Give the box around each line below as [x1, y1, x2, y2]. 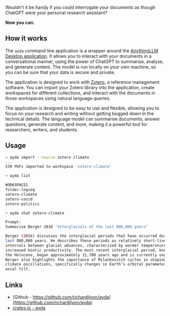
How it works [5, 34, 48, 43]
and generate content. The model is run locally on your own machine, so [5, 63, 156, 70]
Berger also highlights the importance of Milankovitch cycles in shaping [5, 257, 166, 262]
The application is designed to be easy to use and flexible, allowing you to [5, 105, 159, 111]
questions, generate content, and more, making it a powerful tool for [5, 121, 148, 127]
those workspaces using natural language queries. [5, 95, 111, 101]
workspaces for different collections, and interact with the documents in [5, 90, 155, 96]
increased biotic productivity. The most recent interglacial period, [5, 248, 157, 253]
